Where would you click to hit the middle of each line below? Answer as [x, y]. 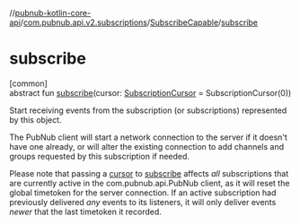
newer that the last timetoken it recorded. [85, 211]
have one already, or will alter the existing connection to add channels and [147, 146]
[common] [28, 83]
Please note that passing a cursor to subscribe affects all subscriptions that [149, 173]
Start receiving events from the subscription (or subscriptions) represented [148, 110]
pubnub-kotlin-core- [53, 13]
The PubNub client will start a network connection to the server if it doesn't [148, 137]
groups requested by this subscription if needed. [100, 156]
